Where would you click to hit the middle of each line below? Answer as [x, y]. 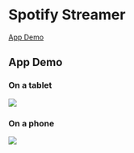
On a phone [31, 123]
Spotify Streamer [67, 15]
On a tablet [30, 85]
